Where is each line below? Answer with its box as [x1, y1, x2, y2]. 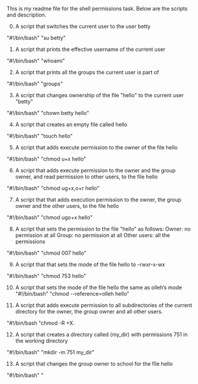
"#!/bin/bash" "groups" [7, 80, 63, 87]
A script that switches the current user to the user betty [15, 23, 151, 30]
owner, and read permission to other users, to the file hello [15, 173, 158, 180]
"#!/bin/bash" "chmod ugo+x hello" [7, 214, 93, 221]
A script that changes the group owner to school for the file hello [15, 360, 173, 367]
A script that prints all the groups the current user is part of [15, 69, 159, 76]
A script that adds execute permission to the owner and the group [15, 167, 176, 174]
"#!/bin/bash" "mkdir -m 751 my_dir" [7, 349, 95, 356]
